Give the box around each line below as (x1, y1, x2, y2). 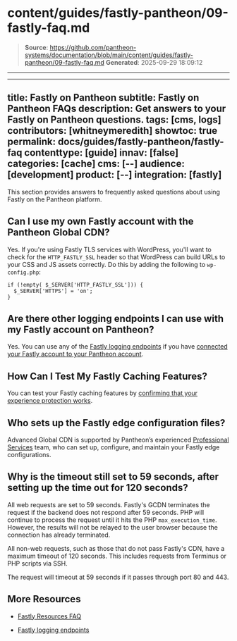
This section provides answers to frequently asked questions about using (7, 187, 221, 196)
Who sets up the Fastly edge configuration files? (7, 417, 226, 429)
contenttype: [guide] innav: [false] (24, 147, 178, 159)
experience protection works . (7, 397, 93, 405)
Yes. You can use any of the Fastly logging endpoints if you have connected (7, 342, 228, 351)
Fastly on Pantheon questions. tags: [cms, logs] (7, 114, 221, 126)
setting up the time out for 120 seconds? (7, 482, 188, 494)
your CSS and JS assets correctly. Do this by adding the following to (7, 260, 206, 268)
